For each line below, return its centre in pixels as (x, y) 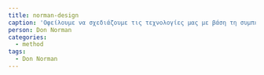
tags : (17, 52)
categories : (27, 37)
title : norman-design (44, 15)
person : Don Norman (40, 30)
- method (29, 45)
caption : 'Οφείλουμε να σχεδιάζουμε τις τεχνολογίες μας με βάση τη (123, 23)
